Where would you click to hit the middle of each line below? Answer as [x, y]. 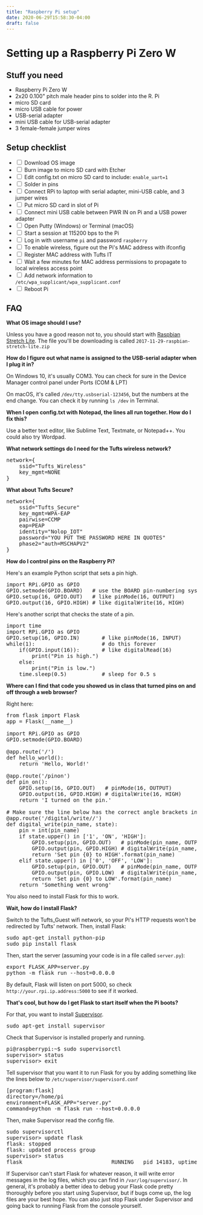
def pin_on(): [27, 782]
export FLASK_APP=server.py [48, 967]
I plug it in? [20, 364]
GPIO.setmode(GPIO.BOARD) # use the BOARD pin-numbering [96, 591]
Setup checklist [36, 147]
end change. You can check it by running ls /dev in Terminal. [83, 401]
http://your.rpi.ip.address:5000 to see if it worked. [72, 991]
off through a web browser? [42, 692]
